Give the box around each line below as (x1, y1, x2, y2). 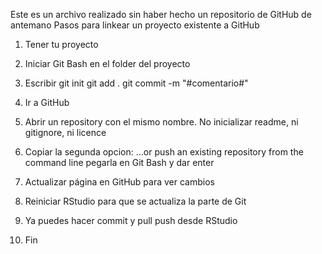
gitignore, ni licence (24, 127, 107, 138)
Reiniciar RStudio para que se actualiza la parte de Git (24, 195, 247, 207)
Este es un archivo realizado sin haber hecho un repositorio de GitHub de (10, 9, 312, 20)
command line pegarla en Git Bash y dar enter (24, 157, 215, 168)
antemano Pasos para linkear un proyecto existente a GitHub (10, 19, 260, 31)
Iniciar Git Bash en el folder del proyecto (24, 58, 191, 69)
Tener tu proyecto (24, 39, 99, 50)
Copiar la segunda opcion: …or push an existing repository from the (24, 146, 304, 158)
